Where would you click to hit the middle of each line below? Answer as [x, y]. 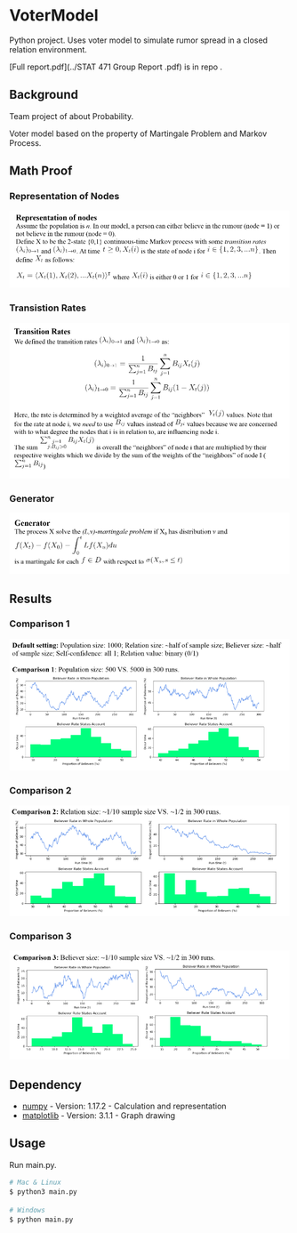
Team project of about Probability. [72, 116]
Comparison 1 [40, 624]
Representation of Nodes [64, 197]
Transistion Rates [48, 308]
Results [31, 598]
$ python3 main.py [43, 1192]
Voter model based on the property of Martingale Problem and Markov [138, 133]
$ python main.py [41, 1220]
